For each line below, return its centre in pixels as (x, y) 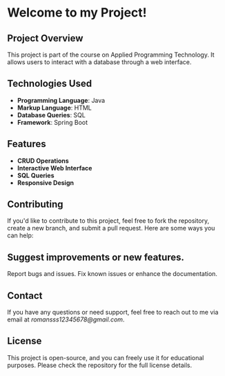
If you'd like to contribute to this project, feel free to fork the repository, (108, 221)
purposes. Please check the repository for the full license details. (99, 365)
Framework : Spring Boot (52, 122)
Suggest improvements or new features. (96, 257)
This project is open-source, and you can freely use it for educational (106, 357)
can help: (20, 235)
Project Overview (45, 38)
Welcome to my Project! (77, 13)
